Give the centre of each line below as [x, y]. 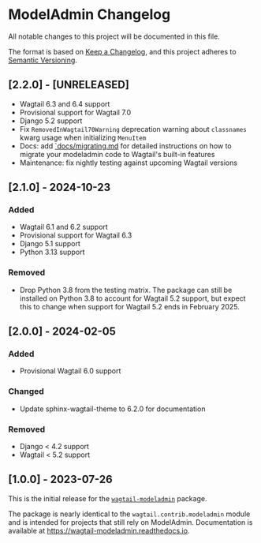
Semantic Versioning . [43, 60]
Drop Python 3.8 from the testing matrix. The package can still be [126, 290]
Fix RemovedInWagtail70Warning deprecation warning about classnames [133, 129]
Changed [26, 391]
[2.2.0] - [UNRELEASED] [69, 85]
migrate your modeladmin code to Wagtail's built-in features [117, 154]
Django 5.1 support [50, 244]
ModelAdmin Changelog [89, 15]
